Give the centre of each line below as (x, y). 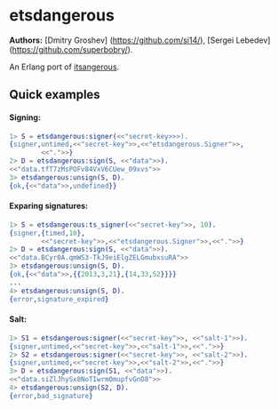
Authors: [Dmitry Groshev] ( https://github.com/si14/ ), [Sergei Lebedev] (140, 40)
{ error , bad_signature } (51, 396)
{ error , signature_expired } (59, 299)
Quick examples (55, 95)
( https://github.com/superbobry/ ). (71, 49)
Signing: (25, 117)
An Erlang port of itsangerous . (64, 67)
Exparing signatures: (49, 206)
